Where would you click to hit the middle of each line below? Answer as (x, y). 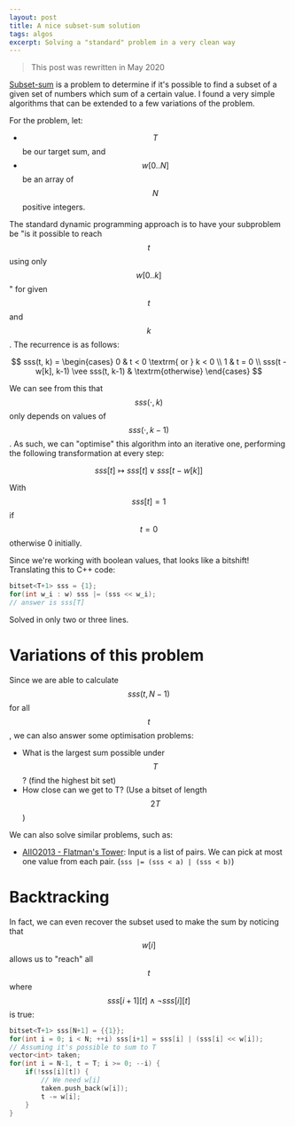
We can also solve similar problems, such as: (91, 834)
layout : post (33, 17)
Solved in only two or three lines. (69, 619)
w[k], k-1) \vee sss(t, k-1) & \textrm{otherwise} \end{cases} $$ (149, 371)
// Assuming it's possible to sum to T (83, 1047)
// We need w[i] (71, 1080)
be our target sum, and (64, 152)
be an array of (48, 179)
